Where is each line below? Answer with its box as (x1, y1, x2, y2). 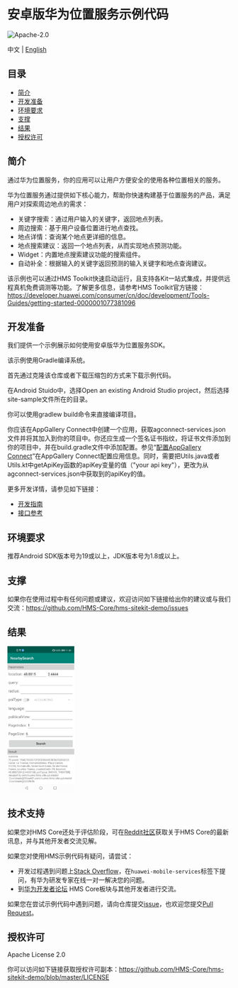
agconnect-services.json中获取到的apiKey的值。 (7, 469, 150, 478)
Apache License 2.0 (7, 950, 66, 959)
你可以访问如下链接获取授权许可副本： (7, 965, 119, 974)
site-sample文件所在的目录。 (7, 395, 92, 403)
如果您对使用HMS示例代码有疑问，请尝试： (7, 852, 134, 860)
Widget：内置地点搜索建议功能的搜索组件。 (17, 250, 144, 259)
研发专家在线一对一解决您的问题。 (48, 875, 149, 884)
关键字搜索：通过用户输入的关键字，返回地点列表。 (17, 215, 167, 223)
